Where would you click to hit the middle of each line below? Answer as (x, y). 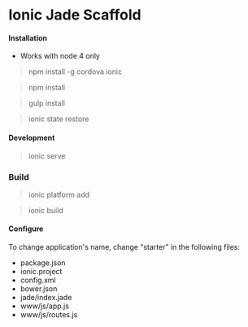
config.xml (38, 280)
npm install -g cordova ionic (75, 72)
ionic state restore (59, 119)
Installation (28, 37)
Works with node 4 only (60, 56)
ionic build (46, 210)
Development (32, 137)
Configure (26, 229)
